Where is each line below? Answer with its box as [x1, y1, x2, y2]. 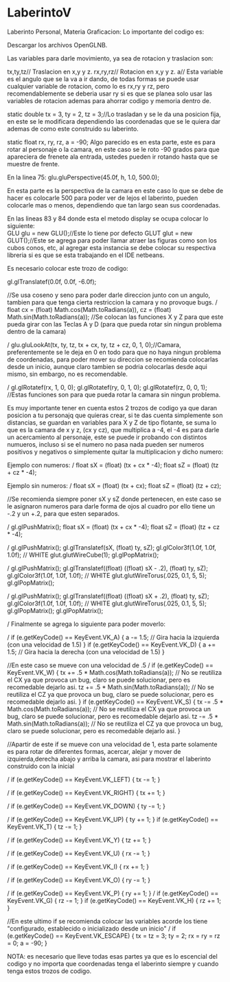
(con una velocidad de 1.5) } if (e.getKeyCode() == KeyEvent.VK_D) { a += [7, 640, 216, 649]
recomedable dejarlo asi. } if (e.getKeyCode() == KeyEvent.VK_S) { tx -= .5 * [7, 698, 224, 706]
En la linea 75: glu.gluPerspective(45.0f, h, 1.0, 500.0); [7, 173, 160, 181]
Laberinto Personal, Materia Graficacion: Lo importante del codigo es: [7, 27, 205, 36]
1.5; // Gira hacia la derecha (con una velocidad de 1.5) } [7, 647, 165, 656]
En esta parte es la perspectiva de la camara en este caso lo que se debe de [7, 186, 224, 194]
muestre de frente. [7, 159, 60, 168]
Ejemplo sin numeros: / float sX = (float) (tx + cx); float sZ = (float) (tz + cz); [7, 481, 222, 489]
